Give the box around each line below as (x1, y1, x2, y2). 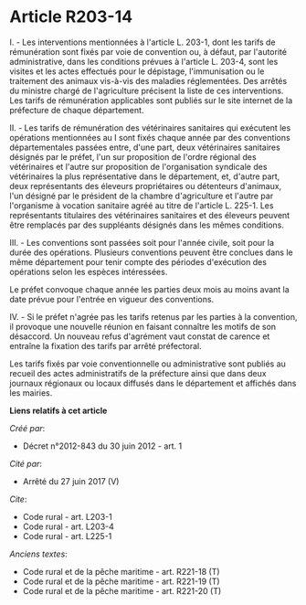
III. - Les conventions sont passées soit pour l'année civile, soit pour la (9, 237, 275, 248)
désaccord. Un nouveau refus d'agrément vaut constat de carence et (9, 331, 270, 342)
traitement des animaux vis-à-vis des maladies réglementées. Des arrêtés (9, 75, 288, 86)
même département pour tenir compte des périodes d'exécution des (9, 256, 268, 267)
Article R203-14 (9, 6, 133, 27)
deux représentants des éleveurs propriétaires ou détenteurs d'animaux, (9, 180, 282, 191)
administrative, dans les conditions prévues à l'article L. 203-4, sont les (9, 56, 279, 67)
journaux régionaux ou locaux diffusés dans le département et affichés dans (9, 377, 297, 388)
